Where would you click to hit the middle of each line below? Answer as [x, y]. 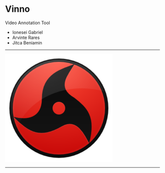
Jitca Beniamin [27, 42]
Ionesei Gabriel [27, 32]
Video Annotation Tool [27, 23]
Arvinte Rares [26, 37]
